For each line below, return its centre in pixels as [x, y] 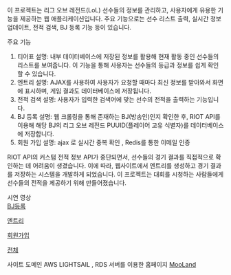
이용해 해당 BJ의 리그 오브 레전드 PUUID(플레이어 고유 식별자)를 [103, 125]
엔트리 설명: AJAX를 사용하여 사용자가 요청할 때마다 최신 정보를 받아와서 [114, 82]
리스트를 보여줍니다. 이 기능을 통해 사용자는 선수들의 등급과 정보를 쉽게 [111, 65]
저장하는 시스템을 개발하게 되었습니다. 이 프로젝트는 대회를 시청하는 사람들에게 [119, 174]
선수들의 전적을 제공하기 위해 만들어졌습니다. [67, 183]
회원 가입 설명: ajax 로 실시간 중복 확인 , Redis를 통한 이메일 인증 [103, 142]
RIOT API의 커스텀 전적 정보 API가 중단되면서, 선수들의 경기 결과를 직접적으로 [111, 157]
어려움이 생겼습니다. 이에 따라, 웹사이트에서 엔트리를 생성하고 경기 [121, 166]
